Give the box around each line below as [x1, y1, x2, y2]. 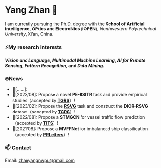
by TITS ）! [36, 120, 59, 126]
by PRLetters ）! [36, 131, 70, 137]
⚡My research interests [5, 44, 62, 51]
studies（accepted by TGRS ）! [12, 97, 75, 103]
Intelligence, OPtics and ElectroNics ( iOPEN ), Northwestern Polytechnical [5, 26, 156, 31]
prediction [124, 114, 145, 120]
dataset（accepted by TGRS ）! [12, 109, 76, 114]
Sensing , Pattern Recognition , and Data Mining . [5, 63, 105, 69]
